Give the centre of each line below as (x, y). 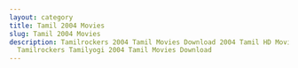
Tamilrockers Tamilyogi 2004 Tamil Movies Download (115, 50)
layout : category (41, 17)
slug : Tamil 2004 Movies (55, 34)
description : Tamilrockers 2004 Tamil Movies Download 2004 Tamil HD (141, 42)
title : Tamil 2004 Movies (57, 26)
